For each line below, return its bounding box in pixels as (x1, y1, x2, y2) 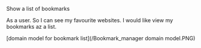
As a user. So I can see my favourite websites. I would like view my (6, 17, 173, 23)
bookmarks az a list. (6, 23, 56, 30)
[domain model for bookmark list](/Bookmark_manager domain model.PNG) (6, 35, 196, 41)
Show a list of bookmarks (6, 5, 70, 12)
